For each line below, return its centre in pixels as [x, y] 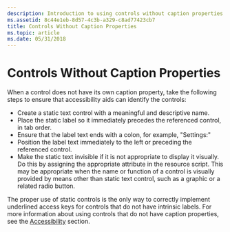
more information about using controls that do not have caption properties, [113, 214]
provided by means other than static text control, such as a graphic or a [118, 179]
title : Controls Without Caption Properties [72, 26]
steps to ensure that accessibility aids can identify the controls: [97, 100]
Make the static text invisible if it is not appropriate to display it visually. [118, 157]
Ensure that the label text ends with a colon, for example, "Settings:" [114, 135]
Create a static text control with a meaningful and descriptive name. [113, 113]
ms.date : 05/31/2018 [37, 39]
